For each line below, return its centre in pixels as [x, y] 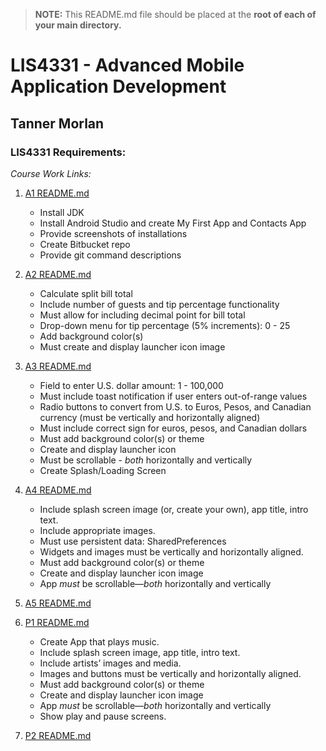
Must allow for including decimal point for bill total [142, 315]
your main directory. [78, 25]
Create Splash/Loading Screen [103, 470]
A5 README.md [58, 603]
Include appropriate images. [97, 530]
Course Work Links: [51, 173]
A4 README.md [58, 490]
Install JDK [62, 212]
